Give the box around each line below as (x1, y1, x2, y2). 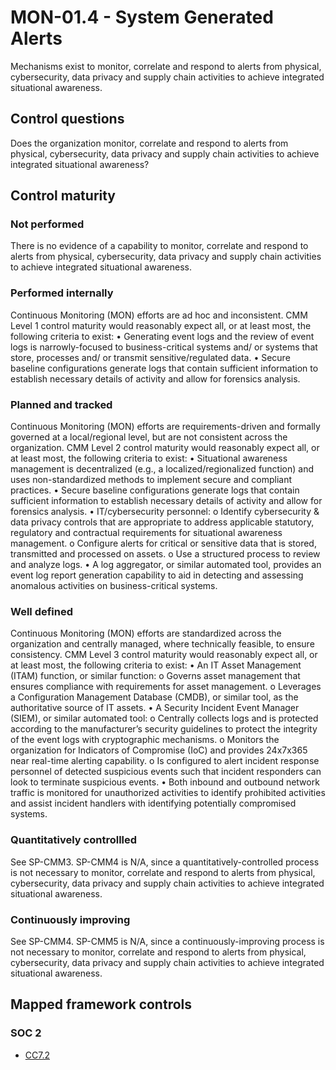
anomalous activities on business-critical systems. (10, 580, 218, 592)
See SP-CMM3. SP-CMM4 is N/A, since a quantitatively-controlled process (10, 856, 320, 868)
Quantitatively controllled (10, 833, 138, 847)
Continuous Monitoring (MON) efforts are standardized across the (10, 627, 282, 640)
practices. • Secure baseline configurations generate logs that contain (10, 484, 300, 496)
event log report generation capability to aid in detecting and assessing (10, 569, 304, 581)
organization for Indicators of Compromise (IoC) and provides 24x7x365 (10, 744, 308, 756)
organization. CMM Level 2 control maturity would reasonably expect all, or (10, 442, 320, 454)
